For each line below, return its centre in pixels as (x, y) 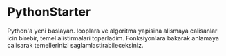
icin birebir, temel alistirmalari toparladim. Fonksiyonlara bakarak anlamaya (113, 38)
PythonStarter (49, 12)
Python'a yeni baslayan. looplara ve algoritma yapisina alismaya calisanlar (112, 31)
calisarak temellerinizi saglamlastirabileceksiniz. (75, 45)
